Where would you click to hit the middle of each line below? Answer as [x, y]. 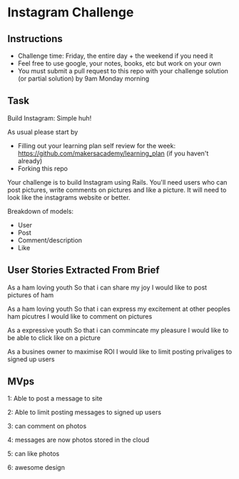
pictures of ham [31, 295]
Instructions [35, 39]
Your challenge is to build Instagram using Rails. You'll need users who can [117, 182]
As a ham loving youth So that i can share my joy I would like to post [107, 287]
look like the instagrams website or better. [69, 197]
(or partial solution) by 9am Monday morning [83, 78]
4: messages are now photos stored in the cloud [78, 440]
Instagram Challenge [71, 12]
